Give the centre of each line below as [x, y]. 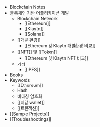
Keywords [20, 80]
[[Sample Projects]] [29, 114]
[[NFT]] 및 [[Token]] [37, 52]
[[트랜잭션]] [28, 108]
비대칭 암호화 [30, 96]
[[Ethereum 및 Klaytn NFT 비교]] [56, 58]
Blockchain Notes [27, 7]
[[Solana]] [35, 34]
